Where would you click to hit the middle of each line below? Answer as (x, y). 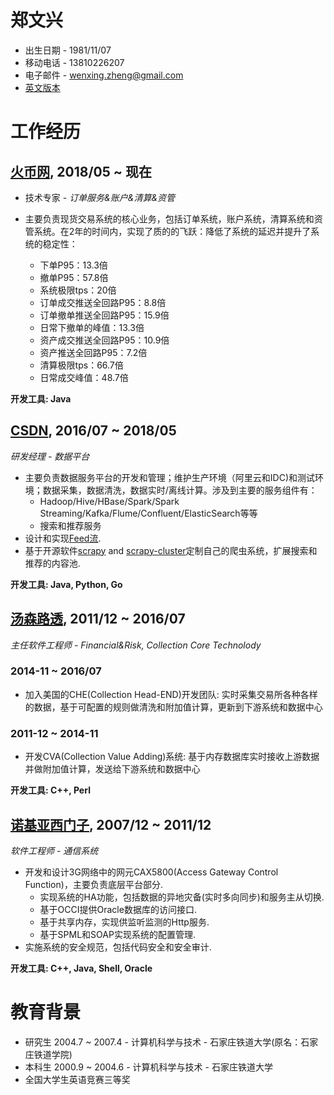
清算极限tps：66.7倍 (81, 365)
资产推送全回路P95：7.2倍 (93, 352)
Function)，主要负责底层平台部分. (93, 884)
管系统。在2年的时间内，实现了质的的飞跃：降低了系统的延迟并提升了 (168, 231)
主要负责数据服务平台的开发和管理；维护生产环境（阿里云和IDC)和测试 (169, 477)
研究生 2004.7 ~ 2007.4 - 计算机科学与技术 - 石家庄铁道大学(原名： (163, 1042)
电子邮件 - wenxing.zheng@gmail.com (104, 75)
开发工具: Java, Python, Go (66, 584)
